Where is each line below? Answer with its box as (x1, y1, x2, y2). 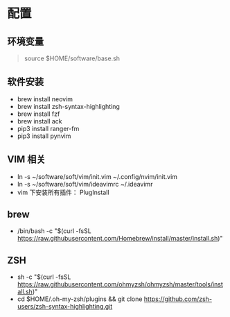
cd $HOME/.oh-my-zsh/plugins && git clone (17, 295, 143, 303)
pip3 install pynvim (17, 132, 71, 140)
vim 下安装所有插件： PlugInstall (17, 188, 109, 196)
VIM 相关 (7, 153, 46, 166)
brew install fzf (17, 110, 60, 118)
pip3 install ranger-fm (17, 124, 80, 132)
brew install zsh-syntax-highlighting (17, 102, 120, 110)
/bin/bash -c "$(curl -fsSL (17, 227, 91, 235)
